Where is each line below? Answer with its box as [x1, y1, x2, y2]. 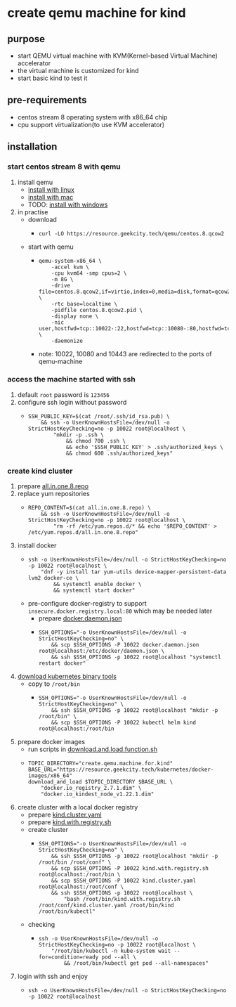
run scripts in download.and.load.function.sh [27, 745, 158, 753]
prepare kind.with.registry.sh [27, 818, 112, 826]
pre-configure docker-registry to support [27, 599, 147, 608]
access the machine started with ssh [7, 375, 136, 384]
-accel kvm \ [51, 264, 89, 271]
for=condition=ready [38, 954, 99, 961]
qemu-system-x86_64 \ [38, 257, 102, 264]
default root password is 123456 [17, 390, 110, 398]
